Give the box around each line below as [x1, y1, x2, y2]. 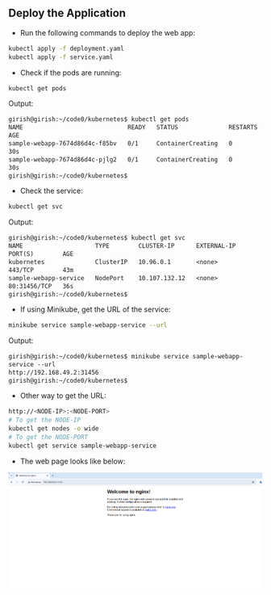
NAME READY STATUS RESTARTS [8, 124, 258, 132]
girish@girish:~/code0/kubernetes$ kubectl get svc [8, 234, 186, 242]
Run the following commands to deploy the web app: [19, 27, 196, 37]
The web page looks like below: [19, 456, 126, 466]
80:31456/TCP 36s [8, 283, 74, 291]
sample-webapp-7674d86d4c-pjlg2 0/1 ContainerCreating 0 [8, 156, 232, 164]
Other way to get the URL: [19, 391, 107, 400]
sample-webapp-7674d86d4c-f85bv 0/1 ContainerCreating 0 [8, 140, 232, 148]
